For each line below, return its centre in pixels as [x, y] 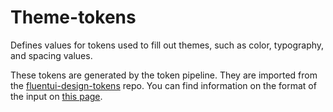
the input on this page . [56, 96]
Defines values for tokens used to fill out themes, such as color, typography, [167, 45]
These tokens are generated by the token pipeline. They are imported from [164, 75]
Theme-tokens [73, 17]
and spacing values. [51, 55]
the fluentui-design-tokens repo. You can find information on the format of [163, 85]
